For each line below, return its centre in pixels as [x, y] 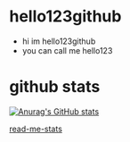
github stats [55, 87]
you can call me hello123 [67, 50]
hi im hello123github [59, 41]
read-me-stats [36, 129]
